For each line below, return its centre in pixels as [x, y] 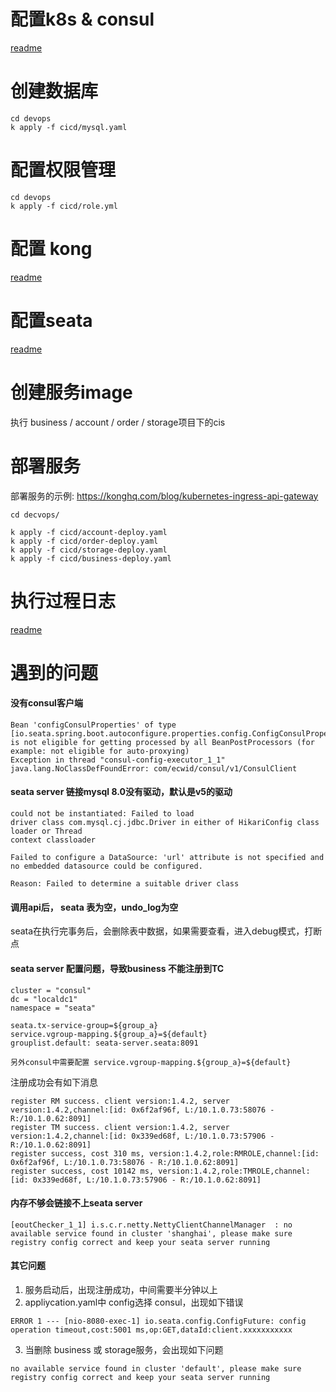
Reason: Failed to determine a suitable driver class [125, 884]
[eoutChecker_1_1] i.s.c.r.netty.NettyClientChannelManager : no [151, 1225]
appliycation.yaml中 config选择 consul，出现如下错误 [134, 1302]
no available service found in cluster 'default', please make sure [156, 1368]
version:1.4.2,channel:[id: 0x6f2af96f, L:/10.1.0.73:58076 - [142, 1110]
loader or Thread [46, 831]
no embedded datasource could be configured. [106, 866]
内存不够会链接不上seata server [76, 1203]
